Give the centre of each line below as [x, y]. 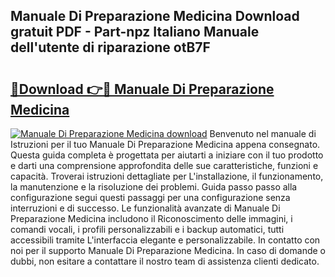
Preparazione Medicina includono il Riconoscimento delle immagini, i [151, 218]
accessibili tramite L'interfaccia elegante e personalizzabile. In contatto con [165, 240]
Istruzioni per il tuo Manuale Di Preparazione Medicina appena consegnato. [165, 144]
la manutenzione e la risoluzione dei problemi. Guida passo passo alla [154, 187]
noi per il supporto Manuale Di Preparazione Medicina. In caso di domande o [168, 250]
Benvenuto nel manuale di [263, 133]
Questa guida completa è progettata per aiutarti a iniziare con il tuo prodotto [167, 155]
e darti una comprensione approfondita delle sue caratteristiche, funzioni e [164, 165]
